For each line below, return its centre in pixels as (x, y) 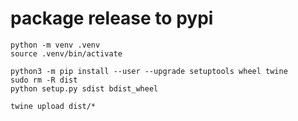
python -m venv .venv (55, 45)
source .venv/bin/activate (66, 53)
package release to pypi (112, 18)
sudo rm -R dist (44, 80)
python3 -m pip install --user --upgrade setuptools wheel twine (149, 71)
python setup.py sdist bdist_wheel (84, 88)
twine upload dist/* (53, 106)
